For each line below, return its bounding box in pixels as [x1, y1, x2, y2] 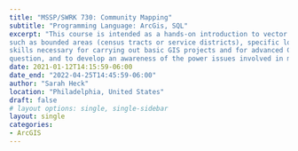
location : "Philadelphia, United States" [9, 87, 165, 96]
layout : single [9, 112, 66, 121]
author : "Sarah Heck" [9, 79, 90, 88]
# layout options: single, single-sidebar [9, 104, 169, 113]
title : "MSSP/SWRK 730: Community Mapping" [9, 12, 173, 22]
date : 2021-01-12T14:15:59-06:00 [9, 63, 133, 72]
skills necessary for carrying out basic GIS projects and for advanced [9, 46, 284, 55]
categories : [9, 121, 53, 130]
